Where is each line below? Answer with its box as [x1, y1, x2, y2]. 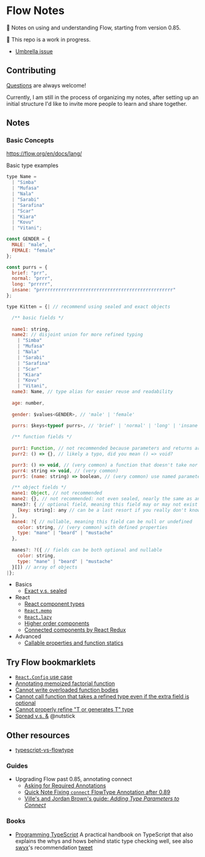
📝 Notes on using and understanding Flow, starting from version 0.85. [6, 24, 181, 31]
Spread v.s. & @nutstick [15, 713, 76, 720]
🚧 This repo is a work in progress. [6, 36, 91, 43]
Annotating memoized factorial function [15, 680, 115, 687]
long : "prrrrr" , [12, 281, 53, 288]
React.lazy [24, 615, 52, 621]
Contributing [6, 65, 56, 76]
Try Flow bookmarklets [6, 657, 96, 667]
